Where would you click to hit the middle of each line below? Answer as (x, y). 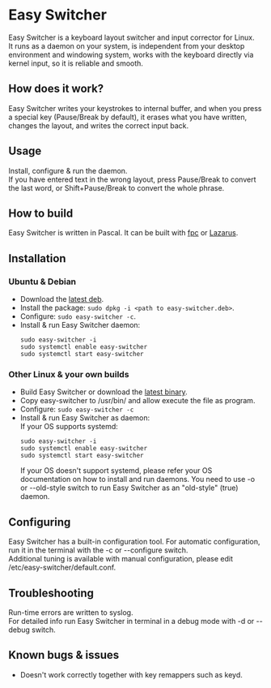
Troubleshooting (51, 593)
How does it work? (56, 89)
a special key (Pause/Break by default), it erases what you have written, (128, 117)
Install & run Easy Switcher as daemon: (85, 418)
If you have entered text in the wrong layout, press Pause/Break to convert (132, 179)
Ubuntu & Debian (42, 282)
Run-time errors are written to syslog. (71, 612)
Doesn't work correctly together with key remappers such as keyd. (131, 674)
